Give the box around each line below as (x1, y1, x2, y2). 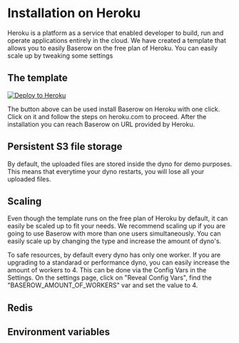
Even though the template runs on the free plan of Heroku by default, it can (7, 214, 228, 222)
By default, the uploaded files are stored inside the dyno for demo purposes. (7, 159, 233, 168)
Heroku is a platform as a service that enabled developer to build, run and (7, 29, 224, 37)
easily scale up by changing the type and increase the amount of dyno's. (7, 237, 222, 245)
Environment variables (7, 326, 111, 338)
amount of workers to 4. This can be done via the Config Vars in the (7, 266, 207, 275)
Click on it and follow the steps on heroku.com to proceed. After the (7, 112, 207, 121)
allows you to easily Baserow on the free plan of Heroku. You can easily (7, 43, 218, 52)
